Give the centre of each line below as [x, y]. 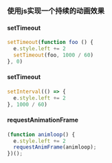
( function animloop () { [41, 134]
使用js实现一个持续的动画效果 [56, 10]
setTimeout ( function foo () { [51, 43]
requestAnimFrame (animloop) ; [55, 147]
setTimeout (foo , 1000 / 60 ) [54, 55]
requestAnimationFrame [43, 120]
